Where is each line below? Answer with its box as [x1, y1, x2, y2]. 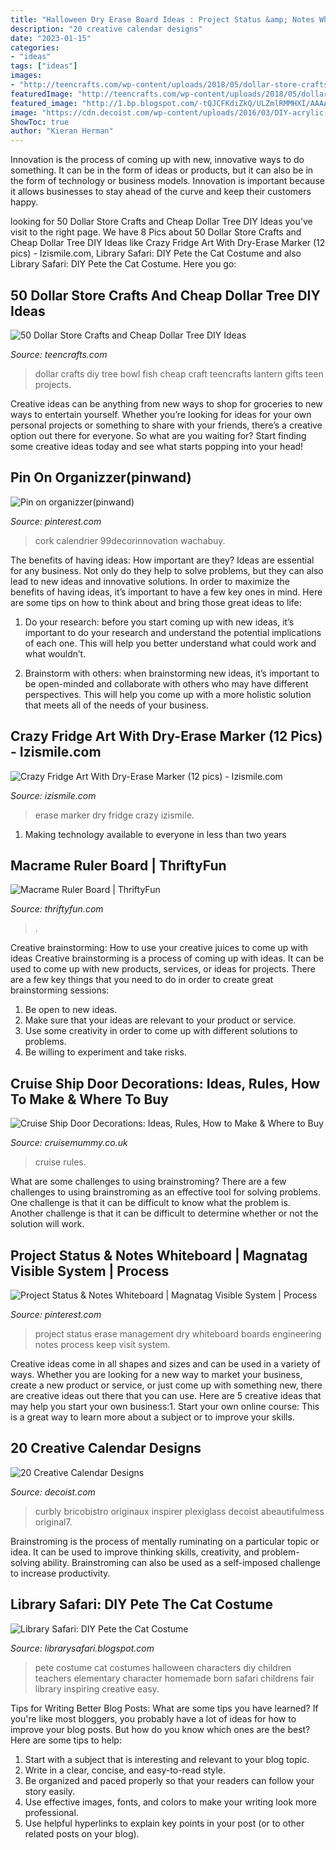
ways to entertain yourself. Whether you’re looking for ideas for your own [10, 408, 312, 420]
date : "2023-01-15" [10, 33, 92, 43]
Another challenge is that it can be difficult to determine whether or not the [10, 1207, 319, 1220]
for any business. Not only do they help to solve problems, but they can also [10, 564, 324, 576]
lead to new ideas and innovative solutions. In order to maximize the [10, 575, 290, 587]
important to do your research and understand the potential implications [24, 626, 322, 638]
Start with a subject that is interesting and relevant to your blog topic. [24, 1753, 310, 1765]
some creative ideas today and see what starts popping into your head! [10, 440, 304, 452]
